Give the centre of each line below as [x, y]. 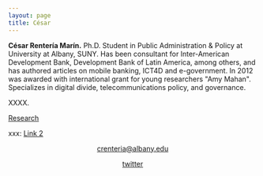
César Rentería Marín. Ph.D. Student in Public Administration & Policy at [126, 45]
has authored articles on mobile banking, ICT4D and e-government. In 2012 [131, 70]
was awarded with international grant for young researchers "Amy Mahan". [130, 79]
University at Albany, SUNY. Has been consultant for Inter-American [119, 54]
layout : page [30, 15]
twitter [133, 163]
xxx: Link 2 [26, 133]
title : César [30, 23]
